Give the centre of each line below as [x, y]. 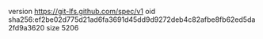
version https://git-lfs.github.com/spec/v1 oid [82, 11]
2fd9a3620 [27, 28]
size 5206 [63, 28]
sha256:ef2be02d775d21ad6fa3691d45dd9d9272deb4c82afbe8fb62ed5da [132, 19]
